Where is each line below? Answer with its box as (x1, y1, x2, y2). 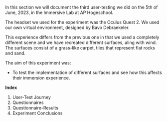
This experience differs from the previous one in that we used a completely (5, 34, 160, 40)
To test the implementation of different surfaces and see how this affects (12, 69, 162, 75)
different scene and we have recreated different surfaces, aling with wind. (5, 39, 157, 45)
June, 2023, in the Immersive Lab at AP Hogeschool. (5, 9, 114, 15)
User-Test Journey (12, 94, 51, 100)
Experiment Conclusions (12, 110, 63, 116)
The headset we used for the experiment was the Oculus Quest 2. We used (5, 19, 160, 25)
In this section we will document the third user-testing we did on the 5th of (5, 4, 158, 10)
